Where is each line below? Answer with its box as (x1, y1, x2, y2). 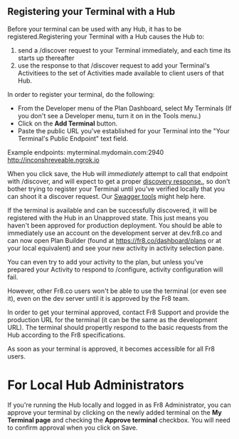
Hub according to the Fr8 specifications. (7, 331, 126, 339)
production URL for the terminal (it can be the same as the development (7, 315, 218, 324)
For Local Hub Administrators (7, 377, 185, 393)
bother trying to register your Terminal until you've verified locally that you (7, 185, 225, 193)
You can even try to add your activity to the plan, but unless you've (7, 257, 204, 266)
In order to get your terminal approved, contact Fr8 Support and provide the (7, 308, 230, 316)
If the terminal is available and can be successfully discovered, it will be (7, 206, 218, 215)
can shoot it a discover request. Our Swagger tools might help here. (7, 192, 206, 200)
